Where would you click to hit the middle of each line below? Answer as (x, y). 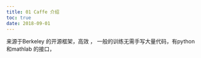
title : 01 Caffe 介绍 (33, 12)
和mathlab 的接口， (31, 49)
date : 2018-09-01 (28, 23)
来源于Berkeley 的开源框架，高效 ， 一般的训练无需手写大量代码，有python (101, 42)
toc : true (19, 18)
